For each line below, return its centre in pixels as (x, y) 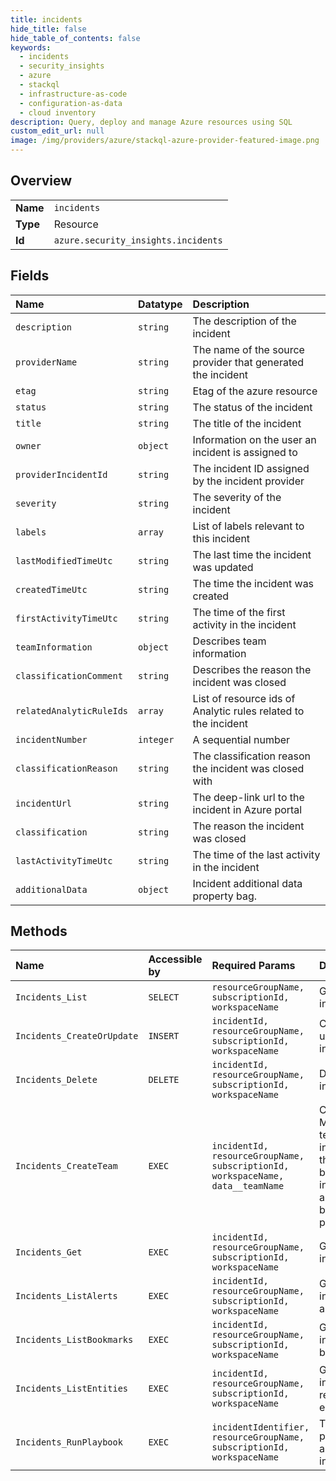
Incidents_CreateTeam (66, 1166)
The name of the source (248, 349)
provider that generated (248, 362)
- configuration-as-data (71, 103)
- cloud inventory (58, 112)
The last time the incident (252, 554)
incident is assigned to (245, 452)
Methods (39, 931)
